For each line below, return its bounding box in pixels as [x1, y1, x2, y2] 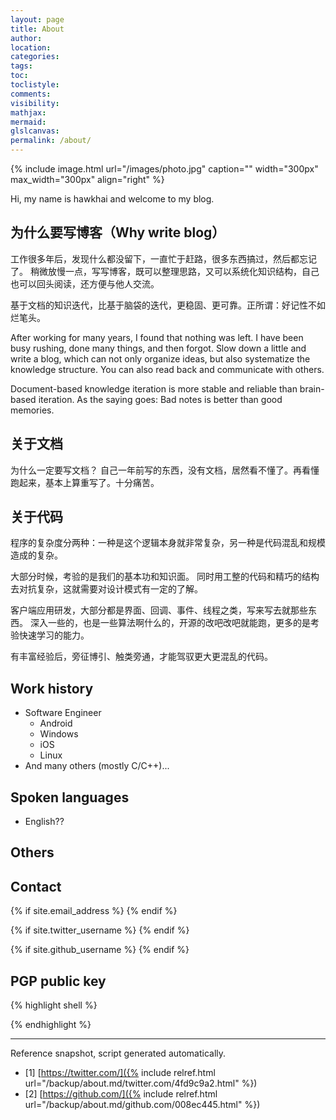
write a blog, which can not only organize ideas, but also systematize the [10, 352, 311, 365]
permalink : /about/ [10, 136, 92, 146]
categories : [10, 52, 60, 62]
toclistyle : [10, 80, 60, 90]
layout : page [10, 14, 65, 25]
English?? [24, 816, 65, 828]
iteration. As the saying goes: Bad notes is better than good [38, 393, 283, 405]
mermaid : [10, 117, 47, 127]
